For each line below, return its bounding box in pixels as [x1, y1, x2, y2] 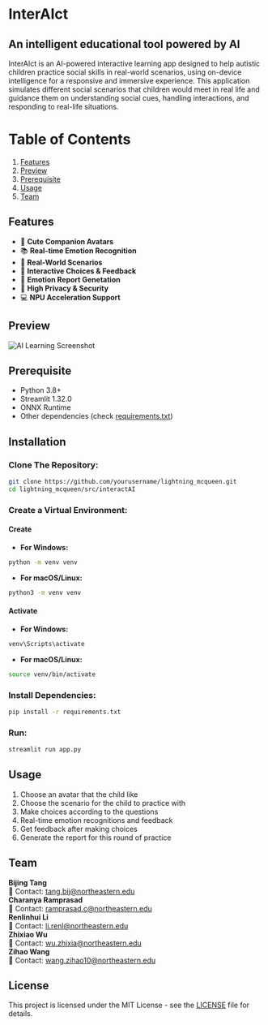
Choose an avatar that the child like [19, 789, 138, 799]
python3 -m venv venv [8, 588, 82, 596]
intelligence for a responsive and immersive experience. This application [8, 76, 250, 85]
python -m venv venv [8, 558, 79, 566]
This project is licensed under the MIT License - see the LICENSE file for [8, 1000, 249, 1010]
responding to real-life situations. [8, 102, 119, 111]
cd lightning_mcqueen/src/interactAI [8, 485, 136, 493]
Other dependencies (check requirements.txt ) [19, 411, 173, 421]
